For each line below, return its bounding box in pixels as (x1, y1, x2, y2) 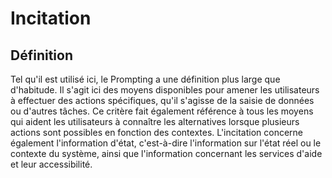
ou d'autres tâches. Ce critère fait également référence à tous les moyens (10, 105, 314, 117)
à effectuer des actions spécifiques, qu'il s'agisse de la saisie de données (10, 95, 315, 106)
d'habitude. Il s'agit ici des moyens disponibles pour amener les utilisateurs (10, 84, 320, 96)
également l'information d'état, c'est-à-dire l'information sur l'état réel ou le (10, 137, 322, 149)
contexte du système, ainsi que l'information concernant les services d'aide (10, 148, 323, 159)
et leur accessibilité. (10, 158, 93, 170)
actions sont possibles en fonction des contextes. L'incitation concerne (10, 127, 303, 138)
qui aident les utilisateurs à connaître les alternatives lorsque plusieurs (10, 116, 300, 127)
